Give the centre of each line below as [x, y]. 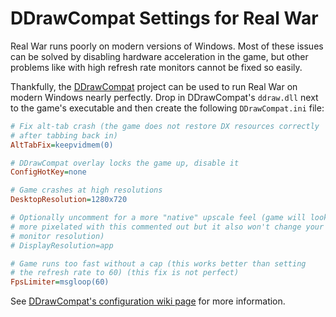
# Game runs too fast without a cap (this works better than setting [158, 263]
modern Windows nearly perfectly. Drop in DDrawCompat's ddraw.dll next [164, 97]
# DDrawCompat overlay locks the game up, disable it [125, 163]
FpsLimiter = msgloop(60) [60, 282]
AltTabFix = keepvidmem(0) [62, 145]
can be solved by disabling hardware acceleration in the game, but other [159, 56]
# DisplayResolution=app [62, 245]
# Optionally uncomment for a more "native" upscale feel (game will [158, 218]
